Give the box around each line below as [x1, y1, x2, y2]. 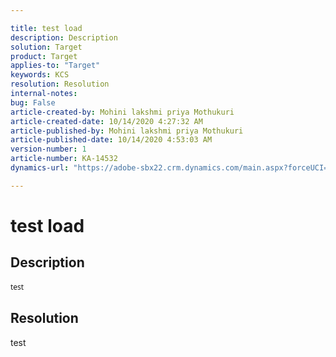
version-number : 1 [10, 144, 87, 155]
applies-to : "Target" [10, 61, 101, 71]
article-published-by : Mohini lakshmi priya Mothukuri [10, 126, 244, 136]
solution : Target [10, 42, 83, 52]
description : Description [10, 32, 118, 43]
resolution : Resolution [10, 79, 110, 90]
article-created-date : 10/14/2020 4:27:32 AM [10, 116, 203, 126]
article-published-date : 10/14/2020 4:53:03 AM [10, 135, 213, 145]
